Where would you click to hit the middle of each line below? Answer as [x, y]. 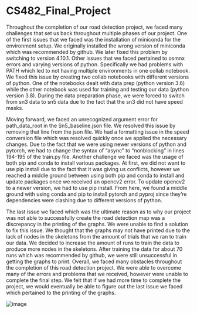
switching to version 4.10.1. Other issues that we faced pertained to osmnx [96, 58]
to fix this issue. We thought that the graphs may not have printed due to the [98, 230]
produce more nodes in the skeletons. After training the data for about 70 [94, 249]
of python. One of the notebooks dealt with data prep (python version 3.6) [96, 83]
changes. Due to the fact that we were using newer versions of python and [96, 144]
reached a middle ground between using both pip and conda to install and [95, 175]
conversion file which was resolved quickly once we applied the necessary [96, 138]
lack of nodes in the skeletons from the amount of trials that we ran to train [96, 236]
